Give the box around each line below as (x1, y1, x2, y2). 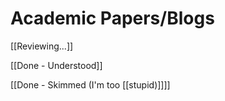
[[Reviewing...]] (10, 40, 74, 52)
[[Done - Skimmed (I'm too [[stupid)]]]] (10, 78, 171, 91)
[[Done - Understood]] (10, 59, 103, 71)
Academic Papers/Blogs (10, 7, 215, 30)
